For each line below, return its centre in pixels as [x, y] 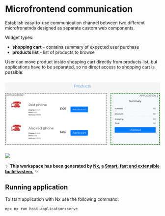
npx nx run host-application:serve [41, 209]
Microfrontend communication [69, 9]
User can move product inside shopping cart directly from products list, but [81, 62]
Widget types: [19, 37]
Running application [37, 187]
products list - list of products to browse [53, 52]
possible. [14, 72]
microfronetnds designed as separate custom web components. [70, 28]
